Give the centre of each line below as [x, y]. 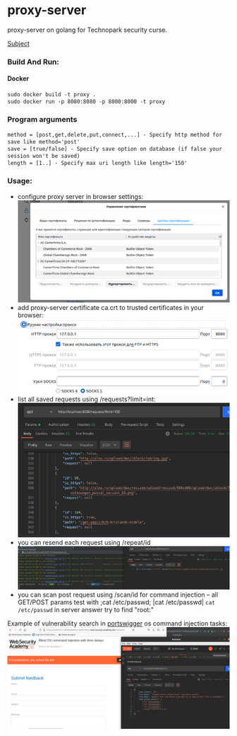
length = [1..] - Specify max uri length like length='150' [98, 163]
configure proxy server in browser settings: [80, 196]
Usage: [20, 181]
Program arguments [42, 119]
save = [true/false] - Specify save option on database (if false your [115, 149]
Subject [18, 43]
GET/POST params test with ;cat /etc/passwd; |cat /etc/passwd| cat [116, 602]
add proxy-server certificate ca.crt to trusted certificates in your [111, 307]
